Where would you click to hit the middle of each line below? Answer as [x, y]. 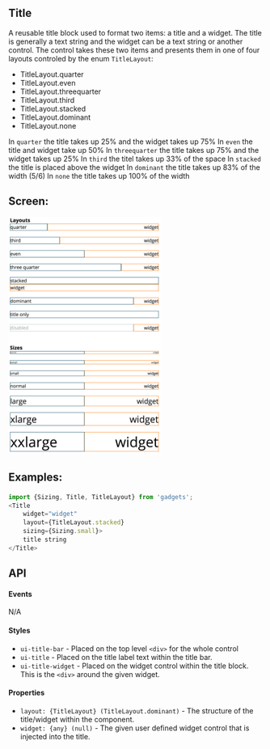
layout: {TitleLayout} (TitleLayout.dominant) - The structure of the [137, 710]
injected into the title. [55, 736]
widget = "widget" [51, 514]
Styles [19, 631]
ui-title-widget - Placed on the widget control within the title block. [134, 666]
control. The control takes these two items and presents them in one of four [134, 50]
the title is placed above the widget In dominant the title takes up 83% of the [134, 167]
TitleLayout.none [48, 125]
